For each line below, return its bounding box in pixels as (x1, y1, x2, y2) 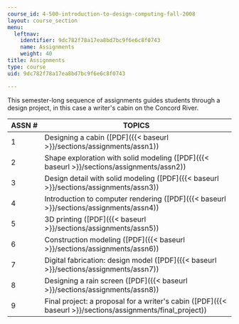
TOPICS (122, 120, 150, 130)
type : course (7, 63, 46, 70)
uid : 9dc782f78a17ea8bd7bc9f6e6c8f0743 (7, 70, 126, 77)
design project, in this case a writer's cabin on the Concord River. (7, 103, 199, 112)
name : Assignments (20, 43, 75, 51)
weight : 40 (20, 51, 53, 58)
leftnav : (14, 30, 40, 38)
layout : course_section (7, 17, 78, 24)
